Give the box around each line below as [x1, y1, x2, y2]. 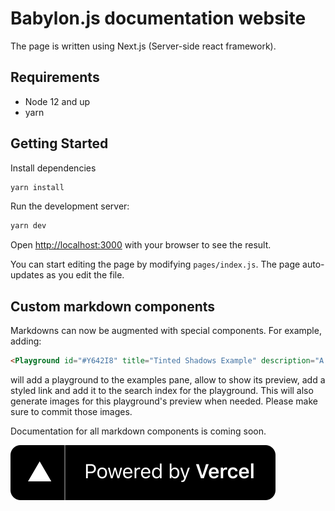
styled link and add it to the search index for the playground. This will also [10, 385, 314, 396]
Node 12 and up [24, 95, 91, 107]
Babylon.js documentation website [10, 7, 307, 30]
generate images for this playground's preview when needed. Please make [10, 395, 318, 407]
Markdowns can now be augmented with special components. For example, [10, 325, 322, 337]
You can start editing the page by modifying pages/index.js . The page [10, 258, 301, 271]
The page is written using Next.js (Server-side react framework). [10, 40, 277, 52]
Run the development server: [10, 200, 130, 212]
